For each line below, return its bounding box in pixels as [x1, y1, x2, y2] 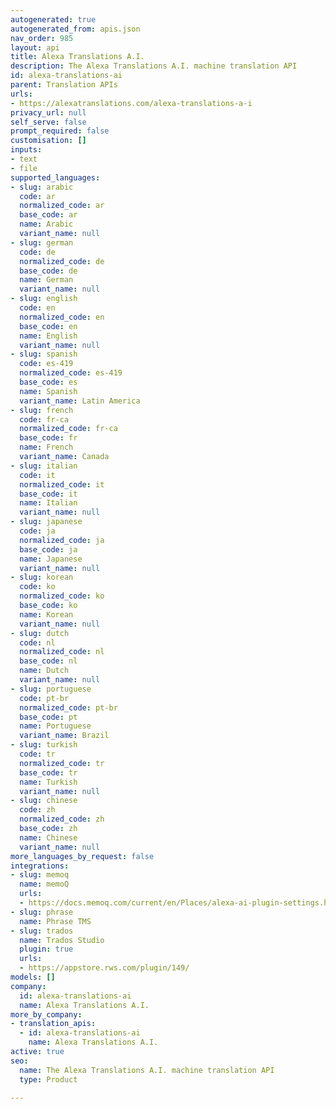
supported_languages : [10, 172, 101, 183]
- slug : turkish [10, 740, 78, 750]
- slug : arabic [10, 182, 74, 192]
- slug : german [10, 237, 74, 248]
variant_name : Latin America [19, 396, 141, 406]
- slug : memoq [10, 870, 70, 880]
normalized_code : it [19, 479, 105, 490]
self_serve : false [10, 117, 87, 127]
